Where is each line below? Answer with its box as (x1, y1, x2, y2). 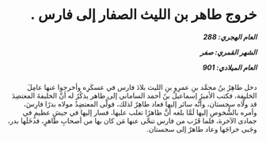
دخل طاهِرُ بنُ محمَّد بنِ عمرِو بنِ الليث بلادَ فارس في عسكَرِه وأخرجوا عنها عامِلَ (26, 83, 257, 92)
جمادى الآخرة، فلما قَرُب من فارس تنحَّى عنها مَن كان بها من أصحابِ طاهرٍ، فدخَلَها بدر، (7, 116, 257, 125)
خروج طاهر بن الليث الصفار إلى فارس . (30, 6, 257, 24)
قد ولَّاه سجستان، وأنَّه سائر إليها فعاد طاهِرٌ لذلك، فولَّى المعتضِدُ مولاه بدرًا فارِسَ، (23, 99, 257, 109)
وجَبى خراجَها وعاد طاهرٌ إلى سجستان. (146, 125, 257, 134)
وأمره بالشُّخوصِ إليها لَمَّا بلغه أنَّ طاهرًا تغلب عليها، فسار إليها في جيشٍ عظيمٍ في (22, 108, 257, 118)
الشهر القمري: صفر (199, 47, 257, 57)
